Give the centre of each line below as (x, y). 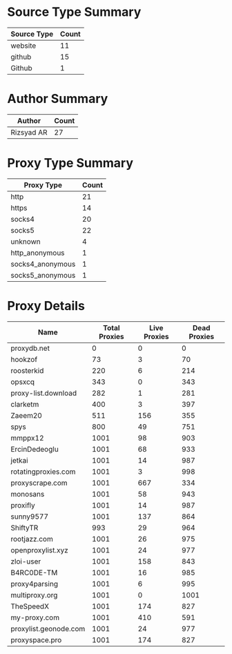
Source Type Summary (74, 12)
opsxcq (23, 382)
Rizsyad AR (29, 132)
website (23, 46)
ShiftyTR (25, 528)
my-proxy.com (35, 617)
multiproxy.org (34, 595)
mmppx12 (27, 438)
